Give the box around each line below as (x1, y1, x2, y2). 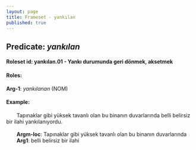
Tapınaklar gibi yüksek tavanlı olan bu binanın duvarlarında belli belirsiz (17, 111, 191, 119)
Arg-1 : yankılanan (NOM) (6, 85, 68, 92)
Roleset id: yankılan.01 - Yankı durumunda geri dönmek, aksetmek (6, 58, 173, 65)
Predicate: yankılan (6, 42, 80, 52)
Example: (6, 98, 30, 106)
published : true (6, 20, 46, 25)
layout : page (6, 8, 39, 15)
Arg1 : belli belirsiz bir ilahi (17, 137, 80, 144)
